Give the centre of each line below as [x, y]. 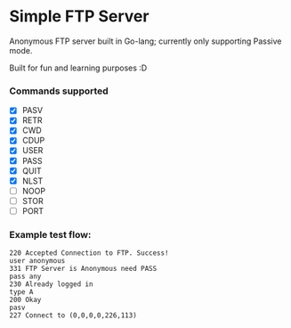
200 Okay [25, 300]
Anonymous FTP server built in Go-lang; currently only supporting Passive [145, 41]
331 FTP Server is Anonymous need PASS [83, 269]
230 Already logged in [51, 284]
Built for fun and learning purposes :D [78, 68]
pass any [25, 277]
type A [21, 292]
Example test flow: [50, 234]
